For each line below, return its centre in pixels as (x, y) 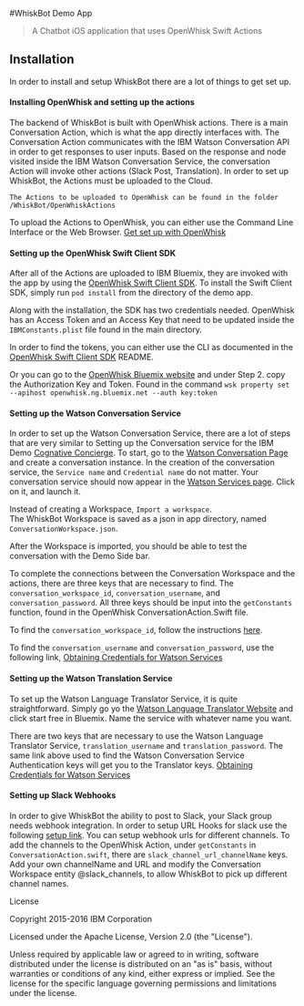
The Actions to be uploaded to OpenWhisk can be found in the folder (144, 198)
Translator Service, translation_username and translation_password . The (147, 745)
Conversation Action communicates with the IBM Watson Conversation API (149, 142)
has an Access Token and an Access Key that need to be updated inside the (152, 320)
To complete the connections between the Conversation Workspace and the (152, 574)
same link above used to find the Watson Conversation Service (127, 755)
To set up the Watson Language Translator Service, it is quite (124, 699)
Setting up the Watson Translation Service (91, 679)
